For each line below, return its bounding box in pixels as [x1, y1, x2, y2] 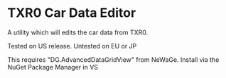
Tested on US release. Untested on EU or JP [7, 41, 137, 50]
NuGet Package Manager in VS [7, 63, 98, 71]
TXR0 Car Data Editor [7, 5, 136, 21]
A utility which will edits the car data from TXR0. [7, 28, 149, 37]
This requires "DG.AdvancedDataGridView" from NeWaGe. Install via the [7, 55, 220, 64]
